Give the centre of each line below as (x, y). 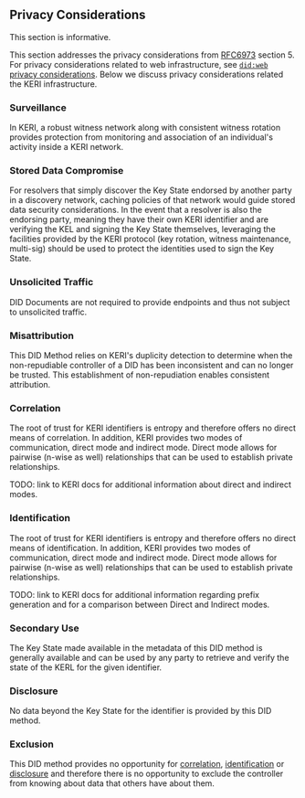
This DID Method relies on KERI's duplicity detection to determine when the (151, 355)
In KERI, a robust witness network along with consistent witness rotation (145, 128)
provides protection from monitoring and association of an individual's (142, 137)
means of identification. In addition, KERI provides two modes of (130, 548)
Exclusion (32, 744)
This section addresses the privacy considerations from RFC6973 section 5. (152, 55)
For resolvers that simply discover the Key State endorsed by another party (151, 190)
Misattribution (42, 335)
